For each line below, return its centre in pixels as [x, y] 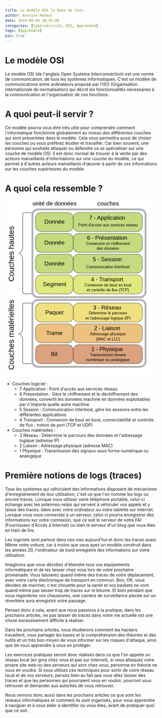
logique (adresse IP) [39, 440]
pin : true [15, 36]
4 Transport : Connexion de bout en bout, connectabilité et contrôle [86, 419]
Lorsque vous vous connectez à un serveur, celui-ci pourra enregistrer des [80, 515]
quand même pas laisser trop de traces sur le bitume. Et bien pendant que [79, 590]
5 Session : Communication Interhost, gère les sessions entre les [84, 409]
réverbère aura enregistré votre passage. [46, 601]
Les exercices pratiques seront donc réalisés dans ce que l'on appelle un [78, 654]
